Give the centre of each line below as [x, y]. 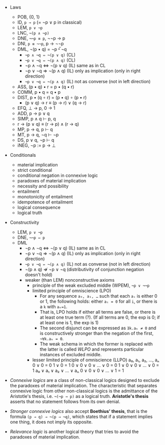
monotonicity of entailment [45, 197]
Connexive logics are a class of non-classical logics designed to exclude [85, 380]
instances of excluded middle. [71, 355]
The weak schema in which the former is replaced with [96, 344]
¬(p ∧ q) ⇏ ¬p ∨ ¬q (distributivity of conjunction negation [84, 269]
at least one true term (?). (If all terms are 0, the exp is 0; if [100, 317]
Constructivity [24, 222]
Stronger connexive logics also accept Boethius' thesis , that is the [78, 411]
